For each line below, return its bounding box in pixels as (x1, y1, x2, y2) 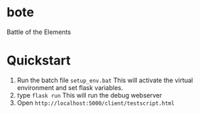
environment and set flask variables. (16, 83, 123, 92)
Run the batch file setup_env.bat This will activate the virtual (16, 76, 194, 84)
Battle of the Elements (6, 28, 72, 36)
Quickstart (6, 52, 72, 69)
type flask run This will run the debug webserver (16, 91, 162, 99)
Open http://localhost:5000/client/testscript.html (16, 98, 175, 107)
